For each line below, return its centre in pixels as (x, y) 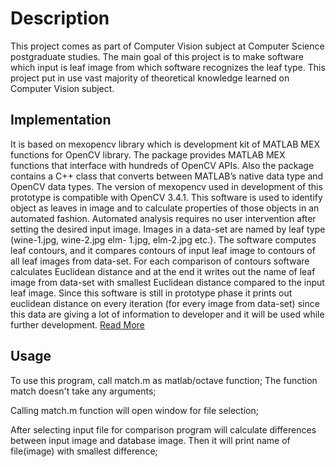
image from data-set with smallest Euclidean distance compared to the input (167, 282)
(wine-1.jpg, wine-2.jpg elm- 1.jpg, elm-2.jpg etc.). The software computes (163, 239)
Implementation (61, 120)
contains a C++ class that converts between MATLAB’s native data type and (167, 176)
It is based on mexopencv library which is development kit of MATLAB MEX (165, 144)
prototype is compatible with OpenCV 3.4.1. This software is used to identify (166, 197)
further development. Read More (77, 324)
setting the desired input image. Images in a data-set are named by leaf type (168, 229)
